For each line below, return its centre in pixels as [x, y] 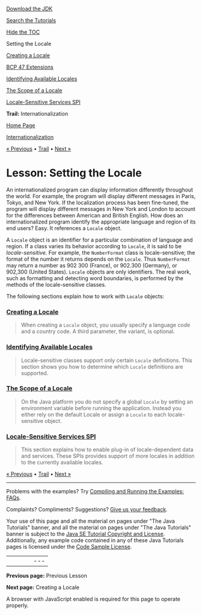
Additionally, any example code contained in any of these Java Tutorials [95, 540]
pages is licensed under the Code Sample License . [69, 547]
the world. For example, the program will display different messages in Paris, [101, 196]
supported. [35, 373]
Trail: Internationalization [37, 114]
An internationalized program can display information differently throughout [100, 190]
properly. [17, 605]
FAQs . [14, 498]
